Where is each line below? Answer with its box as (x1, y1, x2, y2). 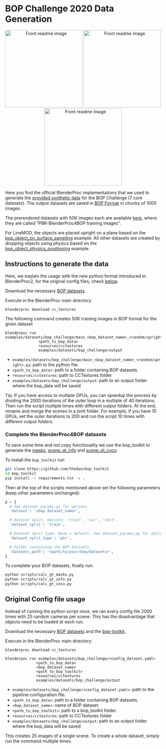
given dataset (5, 321, 33, 327)
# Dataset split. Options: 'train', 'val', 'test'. (9, 518, 119, 523)
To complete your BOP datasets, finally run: (5, 563, 94, 569)
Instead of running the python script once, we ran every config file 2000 (5, 608, 152, 614)
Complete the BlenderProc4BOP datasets (5, 431, 107, 438)
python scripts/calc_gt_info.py (5, 577, 72, 582)
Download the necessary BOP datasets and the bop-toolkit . (5, 628, 126, 634)
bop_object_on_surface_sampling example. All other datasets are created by (5, 235, 161, 241)
